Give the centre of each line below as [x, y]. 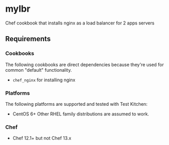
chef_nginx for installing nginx [44, 80]
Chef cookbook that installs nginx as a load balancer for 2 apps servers [80, 23]
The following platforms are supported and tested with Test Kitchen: [76, 104]
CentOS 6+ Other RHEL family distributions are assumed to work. [81, 114]
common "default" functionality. [39, 70]
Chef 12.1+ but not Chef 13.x [42, 138]
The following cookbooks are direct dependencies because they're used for [84, 65]
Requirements [28, 39]
